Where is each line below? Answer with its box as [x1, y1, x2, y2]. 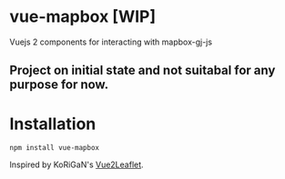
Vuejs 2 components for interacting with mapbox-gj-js [9, 36, 212, 47]
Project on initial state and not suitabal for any [9, 63, 276, 78]
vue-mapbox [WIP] [9, 6, 157, 27]
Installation [9, 114, 97, 134]
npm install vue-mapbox [9, 144, 100, 153]
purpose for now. [9, 77, 109, 93]
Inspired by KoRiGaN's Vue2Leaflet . [9, 159, 144, 170]
